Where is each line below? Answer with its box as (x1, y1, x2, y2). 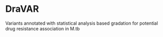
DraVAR (5, 3, 40, 15)
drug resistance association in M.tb (5, 25, 80, 31)
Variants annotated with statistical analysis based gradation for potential (5, 20, 158, 26)
